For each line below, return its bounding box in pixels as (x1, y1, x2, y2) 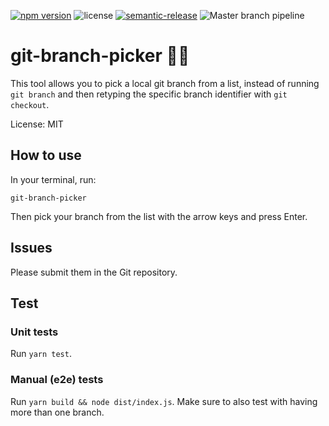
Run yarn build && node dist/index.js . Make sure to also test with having (10, 395, 318, 407)
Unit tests (10, 325, 59, 339)
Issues (10, 240, 53, 257)
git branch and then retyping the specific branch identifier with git (10, 88, 288, 100)
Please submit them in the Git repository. (10, 266, 178, 278)
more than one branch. (10, 406, 105, 418)
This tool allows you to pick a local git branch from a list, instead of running (10, 77, 320, 89)
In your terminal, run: (10, 173, 97, 185)
